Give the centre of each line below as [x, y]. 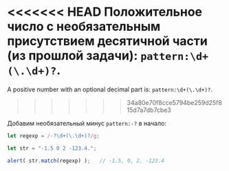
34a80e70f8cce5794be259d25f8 [174, 102]
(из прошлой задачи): [73, 56]
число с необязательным [84, 26]
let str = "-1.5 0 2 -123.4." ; [52, 148]
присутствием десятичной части [107, 41]
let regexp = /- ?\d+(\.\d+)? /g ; [53, 136]
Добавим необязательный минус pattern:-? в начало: [87, 123]
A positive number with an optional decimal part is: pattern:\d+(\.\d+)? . [110, 89]
